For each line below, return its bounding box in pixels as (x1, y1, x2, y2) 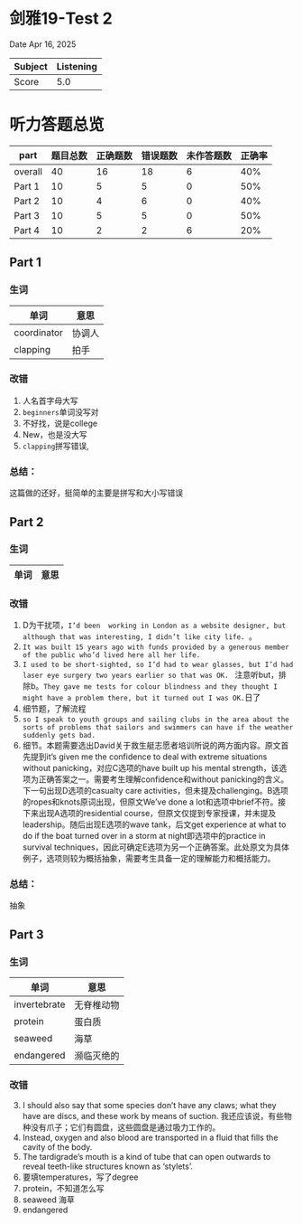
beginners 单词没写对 (22, 406, 99, 417)
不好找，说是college (22, 418, 97, 428)
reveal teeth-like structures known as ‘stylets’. (22, 1161, 194, 1172)
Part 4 (14, 223, 41, 236)
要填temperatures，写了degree (22, 1172, 139, 1182)
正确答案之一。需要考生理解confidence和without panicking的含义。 (38, 774, 289, 785)
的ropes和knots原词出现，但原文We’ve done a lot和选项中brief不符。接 (22, 796, 287, 807)
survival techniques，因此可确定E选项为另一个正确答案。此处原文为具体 (22, 842, 290, 852)
